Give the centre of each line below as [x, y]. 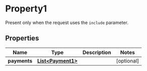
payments [20, 60]
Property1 [26, 9]
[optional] [128, 60]
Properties [22, 38]
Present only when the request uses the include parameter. [67, 22]
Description [97, 52]
